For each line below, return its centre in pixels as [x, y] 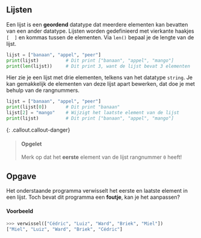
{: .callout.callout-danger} [38, 130]
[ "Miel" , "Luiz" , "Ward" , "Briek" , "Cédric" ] [64, 230]
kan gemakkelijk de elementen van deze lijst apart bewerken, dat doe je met [101, 84]
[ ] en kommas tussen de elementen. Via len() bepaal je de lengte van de [100, 37]
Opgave [21, 176]
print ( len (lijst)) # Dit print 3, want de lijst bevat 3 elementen [98, 66]
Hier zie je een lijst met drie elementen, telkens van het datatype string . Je [100, 77]
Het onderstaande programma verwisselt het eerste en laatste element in [97, 190]
